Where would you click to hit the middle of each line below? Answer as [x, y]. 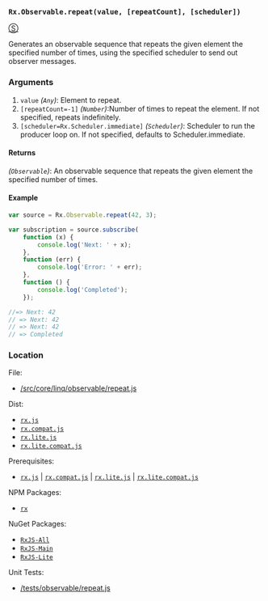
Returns [22, 153]
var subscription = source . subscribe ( [73, 230]
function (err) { [52, 260]
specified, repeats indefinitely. [70, 117]
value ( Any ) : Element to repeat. [71, 99]
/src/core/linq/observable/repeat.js [78, 388]
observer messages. [42, 61]
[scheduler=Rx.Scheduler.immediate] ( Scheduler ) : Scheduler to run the [138, 125]
